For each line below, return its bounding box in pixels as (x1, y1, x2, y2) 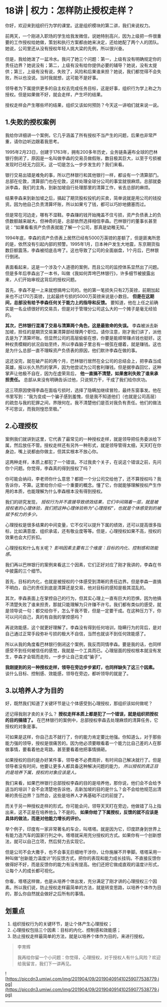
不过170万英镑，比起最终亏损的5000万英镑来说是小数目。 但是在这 (13, 293, 150, 299)
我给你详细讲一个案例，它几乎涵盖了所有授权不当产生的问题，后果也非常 (5, 132, 153, 138)
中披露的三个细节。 (5, 568, 45, 574)
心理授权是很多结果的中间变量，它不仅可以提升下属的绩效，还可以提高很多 (5, 521, 157, 528)
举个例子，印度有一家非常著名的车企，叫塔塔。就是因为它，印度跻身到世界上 (5, 826, 162, 832)
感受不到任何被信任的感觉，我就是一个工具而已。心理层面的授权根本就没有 (5, 647, 157, 653)
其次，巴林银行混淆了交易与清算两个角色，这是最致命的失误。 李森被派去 (5, 322, 154, 328)
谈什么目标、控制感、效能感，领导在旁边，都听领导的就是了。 (5, 670, 131, 676)
